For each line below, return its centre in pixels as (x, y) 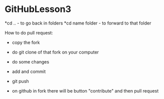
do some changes (31, 61)
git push (20, 81)
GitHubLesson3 (38, 9)
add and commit (29, 71)
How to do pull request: (29, 32)
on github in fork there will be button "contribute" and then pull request (85, 90)
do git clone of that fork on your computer (55, 52)
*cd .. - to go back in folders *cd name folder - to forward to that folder (78, 23)
